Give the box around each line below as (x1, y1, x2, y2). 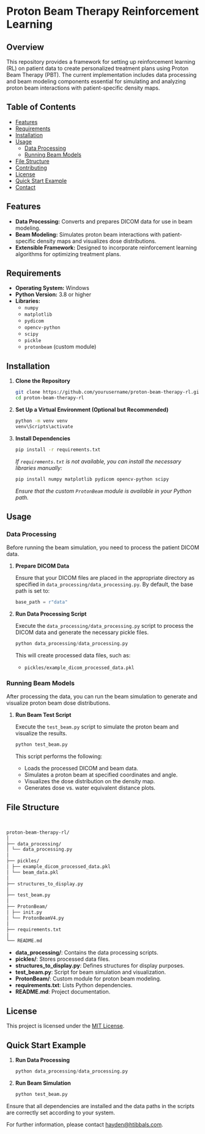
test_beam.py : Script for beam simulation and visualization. (15, 969, 166, 976)
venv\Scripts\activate (15, 423, 73, 429)
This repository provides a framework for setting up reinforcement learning (6, 58, 196, 65)
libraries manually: (15, 464, 62, 471)
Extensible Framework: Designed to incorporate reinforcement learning (15, 244, 197, 251)
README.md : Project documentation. (15, 988, 111, 996)
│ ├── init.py (6, 909, 43, 916)
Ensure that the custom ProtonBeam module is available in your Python (15, 487, 192, 495)
